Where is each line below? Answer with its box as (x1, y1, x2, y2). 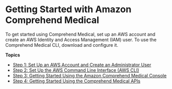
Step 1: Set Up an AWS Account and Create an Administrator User (12, 62, 152, 68)
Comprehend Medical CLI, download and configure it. (5, 42, 119, 48)
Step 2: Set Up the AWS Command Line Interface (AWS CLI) (12, 67, 139, 73)
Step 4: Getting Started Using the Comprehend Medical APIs (12, 78, 141, 84)
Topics (5, 52, 20, 58)
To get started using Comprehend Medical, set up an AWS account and (5, 31, 156, 37)
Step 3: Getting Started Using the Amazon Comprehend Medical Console (12, 72, 167, 78)
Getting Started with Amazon (5, 4, 132, 15)
